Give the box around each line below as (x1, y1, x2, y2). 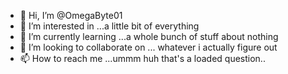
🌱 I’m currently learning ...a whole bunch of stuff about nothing (19, 31, 279, 42)
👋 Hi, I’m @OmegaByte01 (19, 10, 123, 21)
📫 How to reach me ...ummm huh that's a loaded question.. (19, 53, 266, 64)
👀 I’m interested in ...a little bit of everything (19, 20, 200, 32)
